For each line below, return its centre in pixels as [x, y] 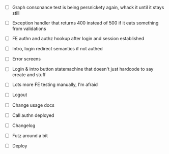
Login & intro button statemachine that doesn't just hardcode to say [83, 69]
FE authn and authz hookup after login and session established [78, 39]
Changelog [24, 125]
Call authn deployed [33, 115]
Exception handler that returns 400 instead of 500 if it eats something [85, 23]
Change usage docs [33, 105]
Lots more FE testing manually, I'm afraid [55, 85]
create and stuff [29, 75]
